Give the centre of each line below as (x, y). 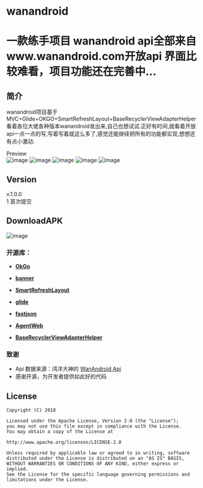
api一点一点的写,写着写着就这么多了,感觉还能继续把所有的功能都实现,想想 (98, 134)
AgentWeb (29, 326)
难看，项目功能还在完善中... (87, 72)
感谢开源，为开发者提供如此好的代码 (61, 377)
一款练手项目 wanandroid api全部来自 (102, 41)
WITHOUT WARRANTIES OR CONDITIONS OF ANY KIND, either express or (93, 464)
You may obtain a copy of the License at (60, 432)
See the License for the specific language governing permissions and (98, 475)
